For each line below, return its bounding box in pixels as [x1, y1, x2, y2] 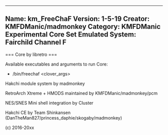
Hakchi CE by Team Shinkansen [5, 109, 71, 115]
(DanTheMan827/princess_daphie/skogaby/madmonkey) [5, 114, 122, 120]
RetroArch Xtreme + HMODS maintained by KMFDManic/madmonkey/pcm [5, 90, 158, 96]
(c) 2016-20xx [5, 124, 34, 130]
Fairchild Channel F [5, 38, 66, 46]
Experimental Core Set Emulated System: [5, 30, 136, 39]
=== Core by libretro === [5, 51, 57, 57]
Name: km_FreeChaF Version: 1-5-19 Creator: [5, 14, 150, 23]
